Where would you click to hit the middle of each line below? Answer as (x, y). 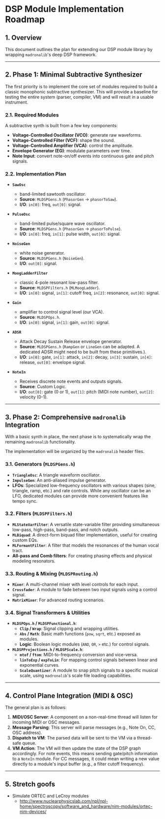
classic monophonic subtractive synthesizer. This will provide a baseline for (82, 91)
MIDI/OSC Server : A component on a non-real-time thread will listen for (85, 717)
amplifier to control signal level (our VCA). (62, 312)
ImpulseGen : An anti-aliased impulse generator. (59, 480)
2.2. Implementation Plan (36, 174)
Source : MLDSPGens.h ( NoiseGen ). (52, 258)
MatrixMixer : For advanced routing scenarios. (58, 600)
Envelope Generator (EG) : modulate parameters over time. (71, 151)
